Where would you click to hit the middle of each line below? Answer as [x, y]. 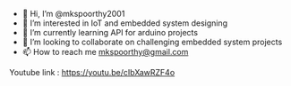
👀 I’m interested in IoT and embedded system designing [125, 23]
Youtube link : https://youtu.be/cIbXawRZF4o [92, 72]
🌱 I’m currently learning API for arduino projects [110, 32]
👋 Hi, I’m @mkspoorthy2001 [73, 14]
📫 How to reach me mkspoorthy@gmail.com [105, 52]
